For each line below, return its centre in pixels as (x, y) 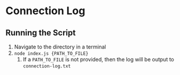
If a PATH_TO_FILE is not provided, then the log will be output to (99, 59)
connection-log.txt (47, 66)
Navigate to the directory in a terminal (60, 47)
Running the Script (41, 33)
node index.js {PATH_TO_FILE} (51, 54)
